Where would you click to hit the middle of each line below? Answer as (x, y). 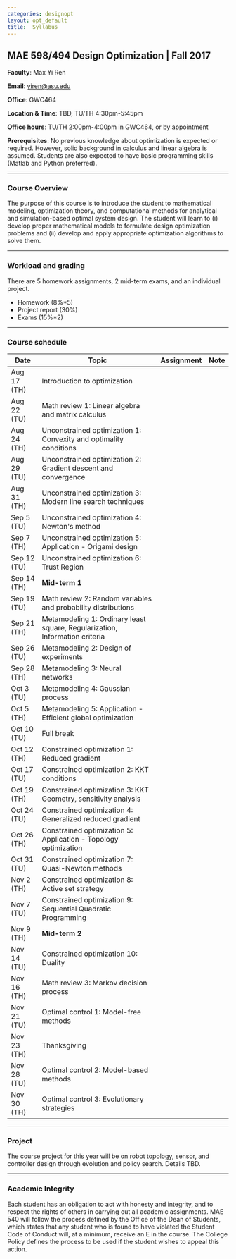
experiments (62, 657)
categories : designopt (40, 14)
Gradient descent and (78, 468)
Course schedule (37, 342)
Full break (58, 734)
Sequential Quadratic (77, 909)
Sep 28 (23, 668)
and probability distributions (88, 608)
